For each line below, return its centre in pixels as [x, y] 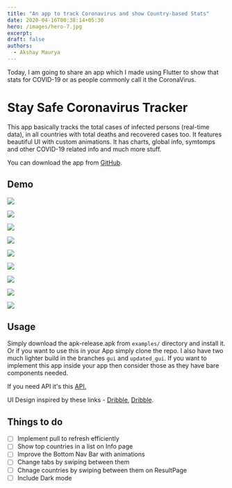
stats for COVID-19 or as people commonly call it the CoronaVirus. [102, 79]
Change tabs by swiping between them [73, 462]
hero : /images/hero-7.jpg [44, 26]
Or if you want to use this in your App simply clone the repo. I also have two [115, 351]
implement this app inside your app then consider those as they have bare [113, 366]
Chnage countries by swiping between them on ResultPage [102, 470]
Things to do [35, 422]
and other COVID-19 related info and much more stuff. [84, 149]
